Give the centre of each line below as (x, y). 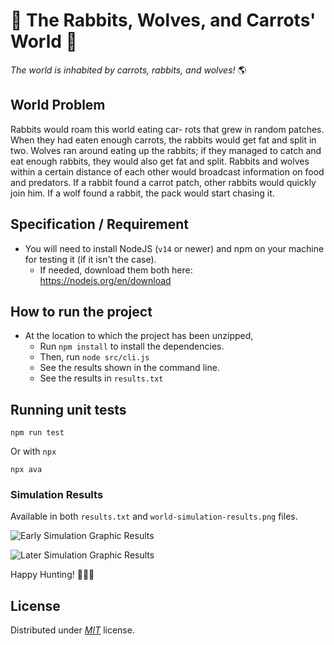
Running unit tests (68, 409)
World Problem (58, 105)
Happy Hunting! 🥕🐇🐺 (52, 575)
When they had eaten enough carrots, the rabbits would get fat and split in (163, 140)
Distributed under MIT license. (72, 630)
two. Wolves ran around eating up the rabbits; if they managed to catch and (166, 150)
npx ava (26, 470)
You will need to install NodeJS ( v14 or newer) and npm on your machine (174, 248)
